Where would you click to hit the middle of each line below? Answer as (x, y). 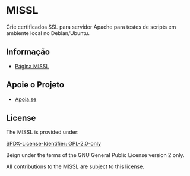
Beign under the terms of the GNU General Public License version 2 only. (95, 155)
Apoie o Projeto (35, 85)
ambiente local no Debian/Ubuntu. (48, 33)
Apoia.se (26, 99)
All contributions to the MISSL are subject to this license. (75, 166)
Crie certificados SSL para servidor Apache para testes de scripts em (91, 27)
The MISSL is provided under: (42, 132)
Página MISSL (32, 66)
